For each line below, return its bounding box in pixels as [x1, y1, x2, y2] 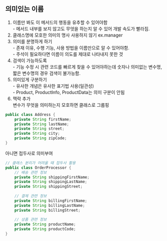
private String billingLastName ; [14, 203, 85, 208]
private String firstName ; [14, 116, 72, 122]
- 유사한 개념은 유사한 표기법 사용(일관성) [12, 83, 94, 89]
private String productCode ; [14, 227, 76, 232]
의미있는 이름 [5, 5, 44, 14]
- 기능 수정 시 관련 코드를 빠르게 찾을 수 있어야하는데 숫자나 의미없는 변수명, [12, 64, 162, 70]
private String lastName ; [14, 122, 70, 127]
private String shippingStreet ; [14, 184, 83, 189]
